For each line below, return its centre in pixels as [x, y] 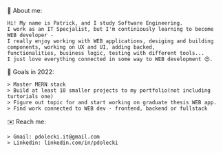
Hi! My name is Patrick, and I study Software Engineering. [95, 23]
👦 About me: [25, 11]
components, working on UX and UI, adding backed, [81, 47]
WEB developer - [30, 35]
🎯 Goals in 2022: [31, 72]
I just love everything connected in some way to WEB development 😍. [110, 59]
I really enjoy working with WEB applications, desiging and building [110, 41]
